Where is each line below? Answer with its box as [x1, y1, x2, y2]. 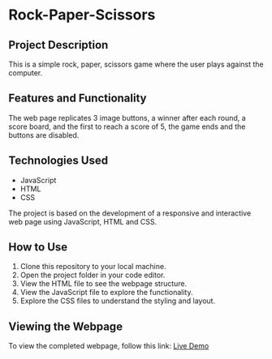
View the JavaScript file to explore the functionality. [19, 288, 193, 297]
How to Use [8, 241, 68, 254]
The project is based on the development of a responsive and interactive [8, 208, 252, 218]
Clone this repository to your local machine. [19, 262, 166, 271]
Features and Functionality [8, 92, 147, 105]
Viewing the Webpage [8, 319, 123, 333]
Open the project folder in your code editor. [19, 270, 166, 280]
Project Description [8, 38, 109, 52]
